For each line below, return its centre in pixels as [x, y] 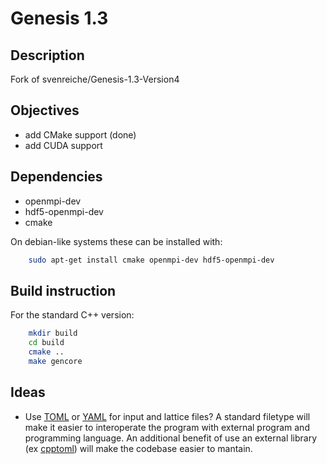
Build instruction [63, 290]
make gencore [55, 361]
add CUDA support [63, 145]
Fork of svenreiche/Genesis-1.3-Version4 [95, 79]
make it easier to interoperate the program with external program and [167, 427]
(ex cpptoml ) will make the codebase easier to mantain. [138, 448]
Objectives [45, 110]
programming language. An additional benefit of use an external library [171, 438]
